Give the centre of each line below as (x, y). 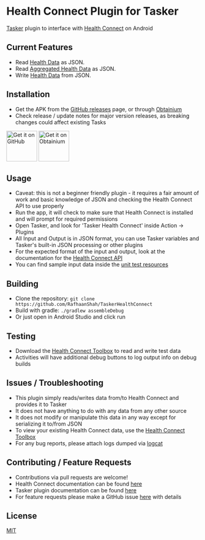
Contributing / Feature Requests (69, 463)
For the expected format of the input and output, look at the (90, 251)
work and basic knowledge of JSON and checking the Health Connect (104, 199)
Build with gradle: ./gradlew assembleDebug (69, 311)
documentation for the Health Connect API (69, 258)
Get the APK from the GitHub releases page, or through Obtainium (99, 109)
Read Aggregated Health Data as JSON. (65, 68)
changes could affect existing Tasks (61, 122)
